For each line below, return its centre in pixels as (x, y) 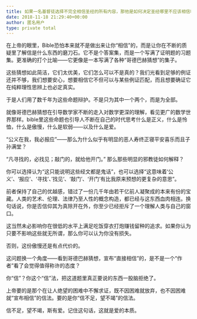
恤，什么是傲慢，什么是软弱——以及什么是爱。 (62, 127)
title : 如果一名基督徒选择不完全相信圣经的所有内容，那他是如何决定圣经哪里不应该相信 (98, 11)
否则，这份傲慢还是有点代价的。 (45, 246)
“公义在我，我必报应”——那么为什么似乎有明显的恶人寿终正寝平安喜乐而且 (96, 139)
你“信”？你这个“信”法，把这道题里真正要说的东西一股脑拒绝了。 (83, 278)
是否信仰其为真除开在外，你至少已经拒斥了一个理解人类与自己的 (108, 206)
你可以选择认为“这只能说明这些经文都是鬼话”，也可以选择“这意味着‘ (87, 172)
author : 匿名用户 (26, 22)
